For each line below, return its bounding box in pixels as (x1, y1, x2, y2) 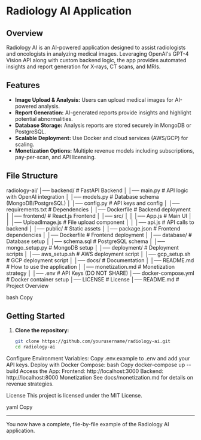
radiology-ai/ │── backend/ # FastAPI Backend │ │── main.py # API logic (6, 187, 188, 194)
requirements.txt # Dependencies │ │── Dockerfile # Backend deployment (6, 205, 191, 213)
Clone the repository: (14, 327, 69, 334)
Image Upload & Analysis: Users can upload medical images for (14, 96, 174, 103)
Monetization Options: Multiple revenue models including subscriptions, (14, 147, 194, 154)
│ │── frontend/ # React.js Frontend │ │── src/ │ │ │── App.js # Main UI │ (6, 212, 193, 219)
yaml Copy (6, 403, 33, 411)
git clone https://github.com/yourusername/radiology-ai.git (14, 338, 171, 345)
